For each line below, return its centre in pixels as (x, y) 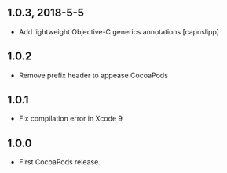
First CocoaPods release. (60, 162)
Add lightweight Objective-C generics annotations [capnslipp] (119, 31)
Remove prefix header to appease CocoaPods (93, 75)
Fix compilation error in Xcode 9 (71, 119)
